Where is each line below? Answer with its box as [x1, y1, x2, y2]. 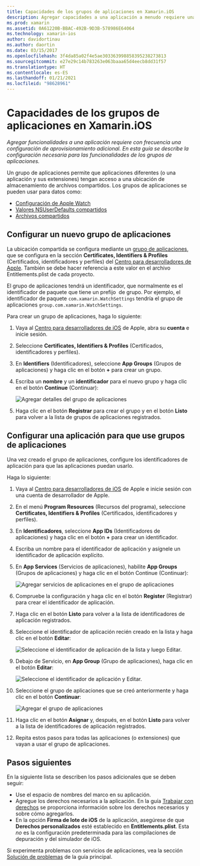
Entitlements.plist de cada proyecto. [7, 270, 95, 277]
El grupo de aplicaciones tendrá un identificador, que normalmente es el [7, 282, 183, 289]
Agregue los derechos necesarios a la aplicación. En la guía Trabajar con [15, 798, 193, 805]
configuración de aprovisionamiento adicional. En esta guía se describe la [7, 145, 189, 152]
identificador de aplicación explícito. [15, 551, 104, 558]
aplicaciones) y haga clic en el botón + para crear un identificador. [15, 533, 178, 540]
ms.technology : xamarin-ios [7, 31, 77, 37]
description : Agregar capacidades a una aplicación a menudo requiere [7, 14, 185, 20]
